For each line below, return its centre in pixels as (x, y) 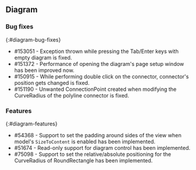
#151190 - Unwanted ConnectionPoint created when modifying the (95, 89)
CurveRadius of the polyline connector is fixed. (72, 95)
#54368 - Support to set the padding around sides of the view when (98, 135)
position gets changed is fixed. (52, 83)
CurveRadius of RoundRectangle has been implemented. (83, 160)
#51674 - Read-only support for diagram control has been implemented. (102, 147)
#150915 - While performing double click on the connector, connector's (102, 76)
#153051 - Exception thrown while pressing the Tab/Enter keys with (96, 51)
